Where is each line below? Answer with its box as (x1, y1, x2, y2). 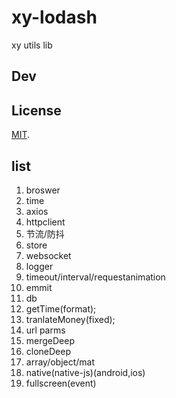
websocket (25, 249, 72, 261)
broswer (25, 184, 61, 196)
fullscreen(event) (25, 377, 97, 389)
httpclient (25, 216, 66, 228)
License (11, 102, 62, 119)
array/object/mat (25, 356, 96, 368)
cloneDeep (25, 345, 72, 357)
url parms (25, 324, 66, 336)
